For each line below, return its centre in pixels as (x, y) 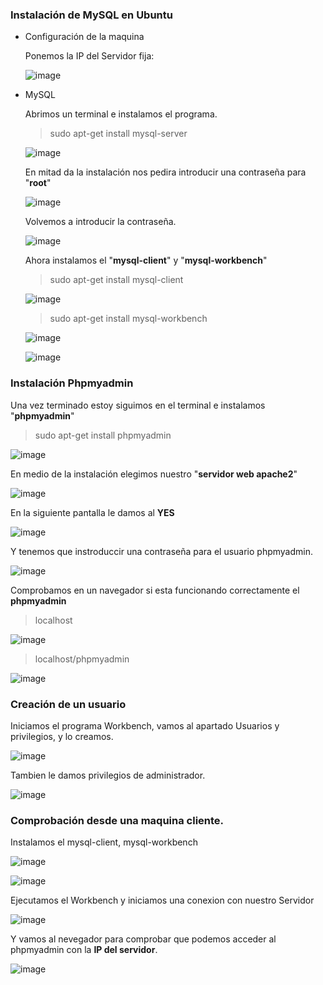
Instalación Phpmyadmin (72, 383)
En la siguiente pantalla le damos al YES (92, 512)
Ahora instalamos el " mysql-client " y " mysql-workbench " (146, 260)
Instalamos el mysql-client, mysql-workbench (104, 842)
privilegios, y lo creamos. (62, 736)
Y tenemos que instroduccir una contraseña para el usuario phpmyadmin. (162, 551)
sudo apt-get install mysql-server (118, 134)
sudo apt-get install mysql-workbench (128, 319)
